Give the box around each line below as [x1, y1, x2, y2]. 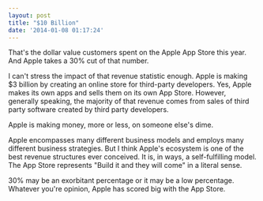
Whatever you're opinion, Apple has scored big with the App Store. [8, 184, 226, 194]
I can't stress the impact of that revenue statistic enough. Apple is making [8, 72, 248, 81]
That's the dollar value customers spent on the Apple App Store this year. [8, 48, 247, 58]
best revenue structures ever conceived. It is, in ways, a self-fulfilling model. [8, 152, 257, 162]
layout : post [8, 11, 51, 20]
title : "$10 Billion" [8, 19, 80, 27]
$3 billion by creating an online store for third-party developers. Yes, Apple [8, 80, 252, 89]
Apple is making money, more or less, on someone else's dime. [8, 120, 214, 130]
